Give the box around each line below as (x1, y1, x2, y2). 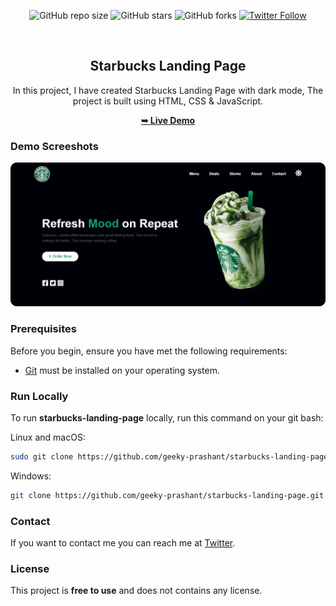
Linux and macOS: (10, 431, 86, 444)
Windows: (10, 470, 52, 482)
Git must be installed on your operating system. (24, 364, 220, 376)
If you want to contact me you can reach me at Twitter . (10, 537, 236, 549)
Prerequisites (10, 322, 77, 336)
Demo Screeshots (10, 139, 99, 153)
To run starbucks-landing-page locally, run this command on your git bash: (10, 412, 324, 424)
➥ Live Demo (140, 114, 196, 126)
